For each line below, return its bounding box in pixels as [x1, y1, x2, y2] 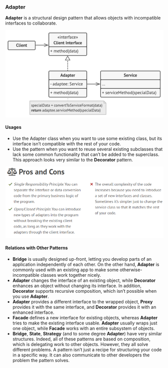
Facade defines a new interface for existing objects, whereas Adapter [12, 314, 158, 320]
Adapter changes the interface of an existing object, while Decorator [12, 277, 156, 283]
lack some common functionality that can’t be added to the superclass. [12, 151, 159, 157]
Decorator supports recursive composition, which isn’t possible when [12, 288, 157, 294]
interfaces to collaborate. [5, 20, 57, 26]
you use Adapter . [12, 293, 49, 299]
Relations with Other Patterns [5, 245, 68, 251]
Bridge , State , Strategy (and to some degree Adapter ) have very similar [12, 330, 162, 336]
